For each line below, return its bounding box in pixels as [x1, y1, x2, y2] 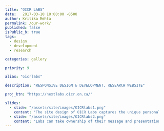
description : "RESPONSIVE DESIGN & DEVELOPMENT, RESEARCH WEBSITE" [5, 83, 145, 88]
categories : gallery [5, 56, 47, 61]
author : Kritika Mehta [5, 16, 51, 21]
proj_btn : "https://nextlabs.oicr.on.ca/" [5, 92, 93, 97]
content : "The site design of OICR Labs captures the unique [14, 110, 141, 114]
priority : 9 [5, 65, 29, 71]
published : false [5, 25, 41, 30]
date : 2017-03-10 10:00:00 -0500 [5, 12, 78, 17]
